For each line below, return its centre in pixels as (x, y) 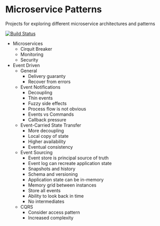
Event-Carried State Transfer (51, 125)
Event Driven (26, 65)
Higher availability (47, 141)
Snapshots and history (52, 169)
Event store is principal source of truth (68, 158)
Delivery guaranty (47, 76)
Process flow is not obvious (57, 109)
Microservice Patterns (54, 9)
